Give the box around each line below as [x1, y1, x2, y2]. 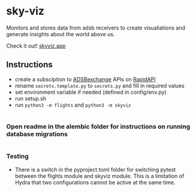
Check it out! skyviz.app [6, 42, 66, 49]
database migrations [6, 129, 68, 138]
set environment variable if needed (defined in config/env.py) [14, 88, 167, 96]
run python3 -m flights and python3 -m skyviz [14, 101, 131, 108]
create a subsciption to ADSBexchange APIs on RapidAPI [14, 75, 156, 82]
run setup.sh [14, 94, 47, 102]
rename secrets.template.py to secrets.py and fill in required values [14, 82, 185, 89]
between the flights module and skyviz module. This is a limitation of [14, 172, 185, 179]
